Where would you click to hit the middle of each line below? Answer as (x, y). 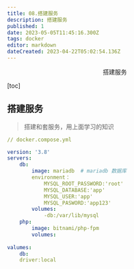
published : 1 (26, 26)
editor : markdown (32, 45)
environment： (51, 178)
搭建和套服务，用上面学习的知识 (69, 127)
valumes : (19, 247)
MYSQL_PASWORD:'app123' (77, 203)
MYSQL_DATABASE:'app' (75, 190)
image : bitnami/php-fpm (65, 229)
